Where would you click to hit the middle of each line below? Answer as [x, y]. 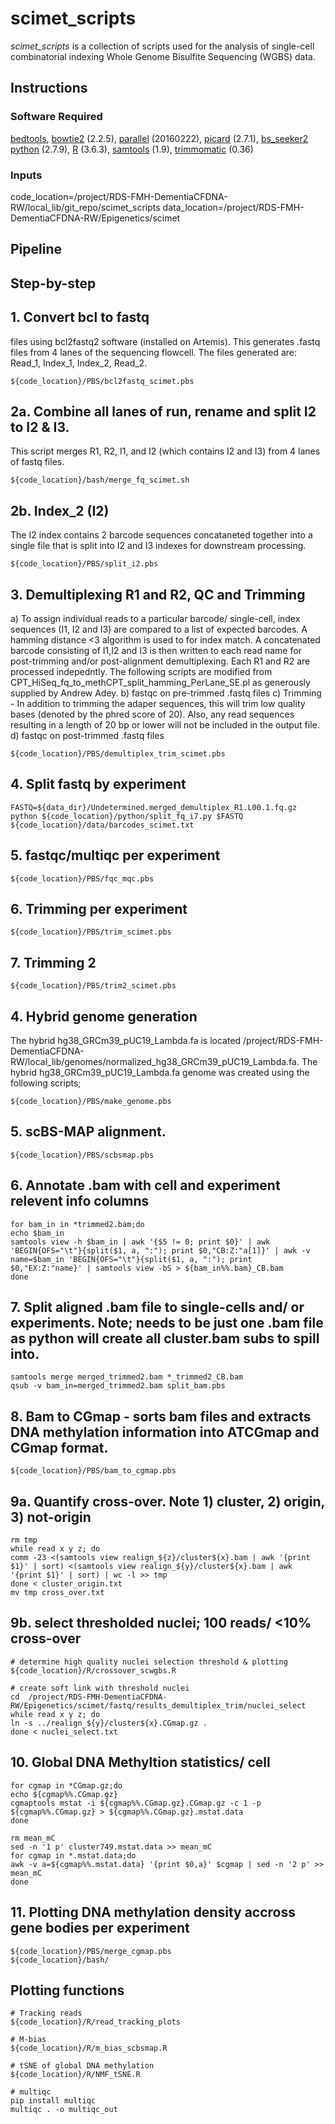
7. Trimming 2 [53, 962]
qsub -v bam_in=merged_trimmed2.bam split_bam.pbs [118, 1386]
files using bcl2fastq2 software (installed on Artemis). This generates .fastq [165, 341]
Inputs [26, 175]
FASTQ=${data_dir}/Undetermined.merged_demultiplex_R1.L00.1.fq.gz [154, 807]
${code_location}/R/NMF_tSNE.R [75, 2075]
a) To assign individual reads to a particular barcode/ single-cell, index [155, 618]
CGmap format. [59, 1447]
